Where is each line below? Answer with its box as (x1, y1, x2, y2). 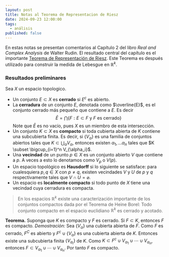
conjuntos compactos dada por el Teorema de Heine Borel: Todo (17, 201, 152, 207)
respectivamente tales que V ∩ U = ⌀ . (12, 175, 91, 180)
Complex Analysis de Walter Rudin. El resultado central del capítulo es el (5, 50, 156, 56)
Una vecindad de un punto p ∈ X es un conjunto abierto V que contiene (12, 152, 163, 158)
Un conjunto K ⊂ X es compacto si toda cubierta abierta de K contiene (12, 128, 160, 134)
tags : (5, 21, 17, 27)
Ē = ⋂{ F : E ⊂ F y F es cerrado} (55, 115, 122, 121)
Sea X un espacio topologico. (5, 85, 67, 92)
